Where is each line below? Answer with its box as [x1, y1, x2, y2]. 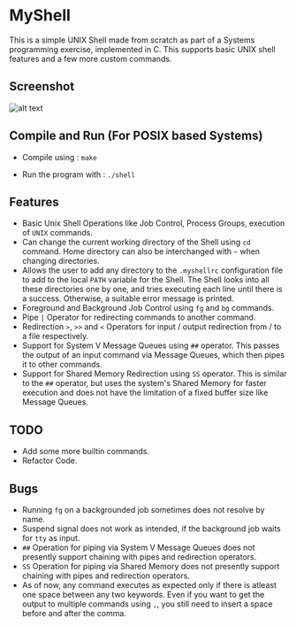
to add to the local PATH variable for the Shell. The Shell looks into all [21, 274, 269, 285]
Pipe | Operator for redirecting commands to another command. [21, 312, 256, 323]
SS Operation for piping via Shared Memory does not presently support [21, 561, 280, 571]
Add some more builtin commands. [21, 446, 150, 457]
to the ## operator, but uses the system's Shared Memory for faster [21, 378, 267, 389]
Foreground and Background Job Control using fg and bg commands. [21, 303, 275, 313]
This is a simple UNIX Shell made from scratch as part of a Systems [9, 35, 255, 45]
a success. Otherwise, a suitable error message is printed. [21, 293, 234, 304]
